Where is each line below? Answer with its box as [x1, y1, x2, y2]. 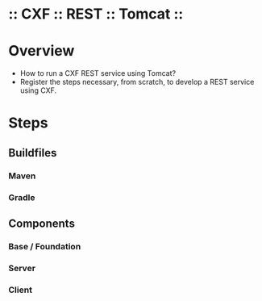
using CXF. [19, 86, 57, 95]
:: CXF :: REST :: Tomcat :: [8, 5, 184, 23]
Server [8, 262, 36, 274]
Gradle [8, 191, 35, 203]
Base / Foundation [8, 240, 81, 252]
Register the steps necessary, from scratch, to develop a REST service [19, 77, 255, 87]
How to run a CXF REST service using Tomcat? [19, 69, 176, 78]
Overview [8, 42, 75, 61]
